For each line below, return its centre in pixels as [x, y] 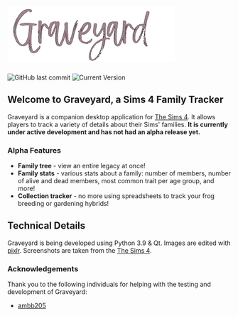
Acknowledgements [43, 268]
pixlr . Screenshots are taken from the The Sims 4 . [80, 250]
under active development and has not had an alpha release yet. [104, 132]
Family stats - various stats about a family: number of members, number [124, 173]
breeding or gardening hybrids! [63, 204]
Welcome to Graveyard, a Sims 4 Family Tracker [115, 100]
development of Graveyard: [47, 292]
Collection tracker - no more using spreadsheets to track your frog [116, 196]
